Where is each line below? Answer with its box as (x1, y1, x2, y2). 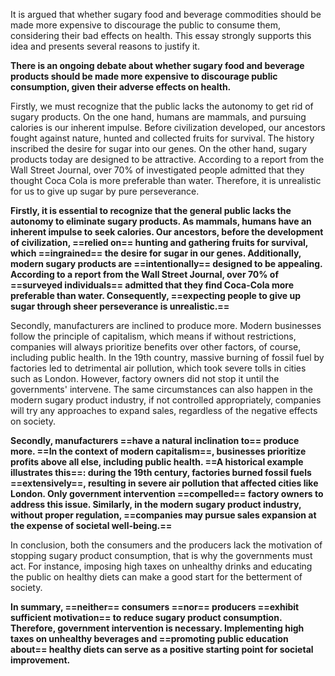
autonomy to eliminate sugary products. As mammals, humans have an (10, 215, 312, 227)
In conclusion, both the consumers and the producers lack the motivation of (10, 539, 323, 551)
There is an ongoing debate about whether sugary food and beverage (10, 60, 305, 71)
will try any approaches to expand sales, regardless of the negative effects (10, 405, 318, 416)
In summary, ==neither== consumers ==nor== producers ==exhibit (10, 601, 300, 613)
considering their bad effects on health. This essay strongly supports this (10, 30, 312, 41)
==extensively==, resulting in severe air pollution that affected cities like (10, 477, 319, 489)
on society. (10, 415, 57, 427)
